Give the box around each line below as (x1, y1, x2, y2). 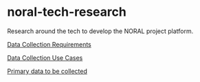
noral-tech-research (7, 4, 127, 20)
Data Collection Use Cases (7, 53, 83, 62)
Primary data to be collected (7, 67, 87, 75)
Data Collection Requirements (7, 40, 91, 48)
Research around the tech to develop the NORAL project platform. (7, 27, 194, 35)
